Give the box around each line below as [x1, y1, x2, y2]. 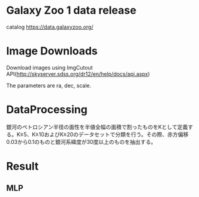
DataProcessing [6, 103, 88, 116]
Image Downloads [6, 44, 98, 58]
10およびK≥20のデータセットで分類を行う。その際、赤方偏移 [38, 131, 189, 138]
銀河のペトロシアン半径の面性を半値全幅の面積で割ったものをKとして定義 [6, 123, 188, 130]
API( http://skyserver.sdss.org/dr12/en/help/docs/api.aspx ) [6, 70, 150, 78]
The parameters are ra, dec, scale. [6, 82, 92, 89]
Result [6, 159, 39, 173]
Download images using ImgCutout [6, 64, 93, 71]
